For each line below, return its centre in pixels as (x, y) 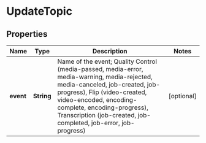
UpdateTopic (39, 11)
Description (110, 51)
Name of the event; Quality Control (107, 61)
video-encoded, (81, 100)
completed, (74, 123)
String (42, 96)
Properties (27, 34)
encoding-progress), (118, 107)
